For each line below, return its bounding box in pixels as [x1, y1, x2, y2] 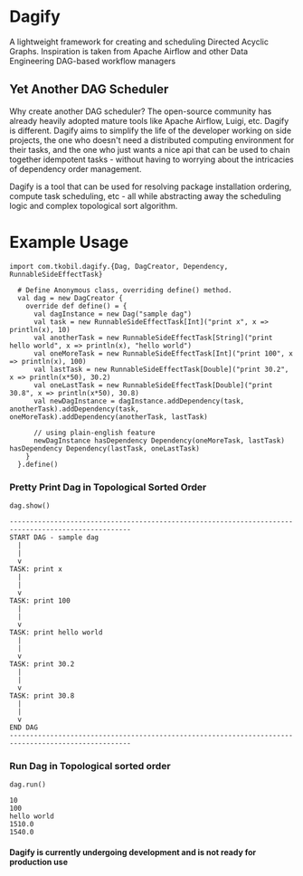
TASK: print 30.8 [9, 690, 75, 700]
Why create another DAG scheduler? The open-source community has [9, 106, 272, 117]
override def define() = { [25, 301, 128, 310]
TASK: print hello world [9, 627, 103, 637]
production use [9, 856, 68, 867]
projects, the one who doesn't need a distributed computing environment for [9, 134, 295, 146]
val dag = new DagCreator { [17, 293, 124, 302]
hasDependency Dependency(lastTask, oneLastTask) [9, 443, 201, 453]
